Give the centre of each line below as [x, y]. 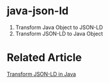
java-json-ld [38, 11]
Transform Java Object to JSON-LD [59, 27]
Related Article [44, 58]
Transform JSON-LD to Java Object [59, 33]
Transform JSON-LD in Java [41, 74]
